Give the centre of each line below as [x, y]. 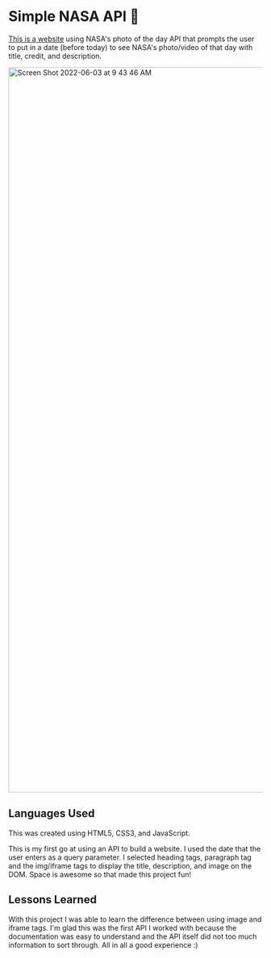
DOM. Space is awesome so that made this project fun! [100, 874]
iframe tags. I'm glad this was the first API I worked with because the [123, 927]
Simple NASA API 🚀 [74, 17]
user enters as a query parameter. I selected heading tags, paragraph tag [130, 857]
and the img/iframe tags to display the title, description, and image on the [130, 865]
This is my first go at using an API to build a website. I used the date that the [135, 848]
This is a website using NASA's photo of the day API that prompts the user [131, 39]
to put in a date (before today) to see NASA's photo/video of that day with [131, 47]
